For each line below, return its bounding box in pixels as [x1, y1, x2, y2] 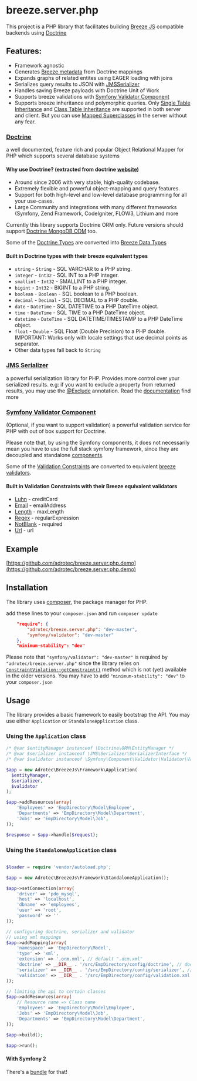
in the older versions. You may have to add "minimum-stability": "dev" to [6, 672, 185, 679]
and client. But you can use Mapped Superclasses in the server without [14, 112, 187, 119]
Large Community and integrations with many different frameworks [14, 204, 177, 211]
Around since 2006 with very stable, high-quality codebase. [14, 179, 160, 186]
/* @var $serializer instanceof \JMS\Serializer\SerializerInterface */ [6, 751, 188, 757]
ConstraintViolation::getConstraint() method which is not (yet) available [6, 666, 186, 673]
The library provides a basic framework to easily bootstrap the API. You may [6, 711, 191, 719]
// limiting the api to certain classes [6, 988, 107, 995]
